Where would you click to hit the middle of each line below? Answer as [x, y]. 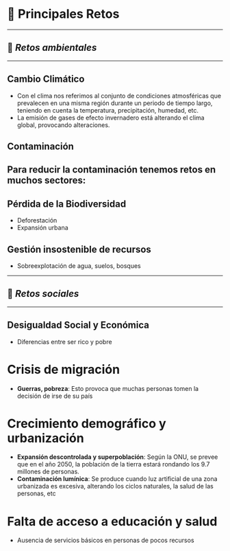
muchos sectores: [47, 180]
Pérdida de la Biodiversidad [67, 204]
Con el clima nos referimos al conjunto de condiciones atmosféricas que [119, 95]
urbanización [46, 438]
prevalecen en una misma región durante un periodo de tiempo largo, [115, 103]
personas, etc [36, 493]
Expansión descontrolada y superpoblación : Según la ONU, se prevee [117, 457]
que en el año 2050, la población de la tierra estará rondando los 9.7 [113, 464]
